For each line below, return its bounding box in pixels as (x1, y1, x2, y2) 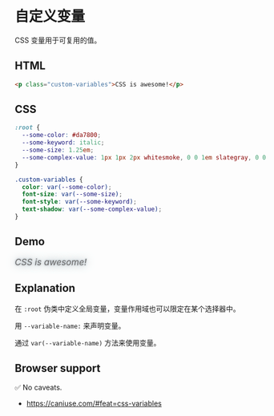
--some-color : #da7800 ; (22, 131, 101, 139)
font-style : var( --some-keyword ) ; (22, 198, 137, 206)
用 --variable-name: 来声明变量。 (14, 321, 126, 330)
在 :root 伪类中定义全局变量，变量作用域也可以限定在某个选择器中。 (14, 304, 240, 313)
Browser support (14, 361, 101, 375)
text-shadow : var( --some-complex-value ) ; (22, 205, 163, 213)
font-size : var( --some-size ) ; (22, 190, 123, 199)
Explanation (14, 281, 76, 295)
